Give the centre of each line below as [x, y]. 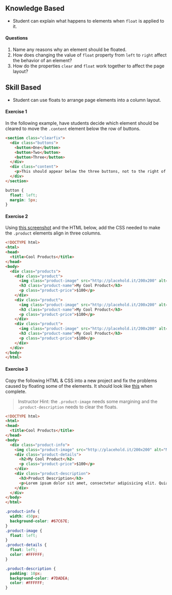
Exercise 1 [16, 112]
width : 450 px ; [25, 516]
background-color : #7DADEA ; [40, 578]
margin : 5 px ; [24, 200]
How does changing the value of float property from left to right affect [90, 55]
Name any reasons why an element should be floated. [70, 50]
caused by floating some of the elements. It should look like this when [79, 386]
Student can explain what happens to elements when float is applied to [89, 21]
